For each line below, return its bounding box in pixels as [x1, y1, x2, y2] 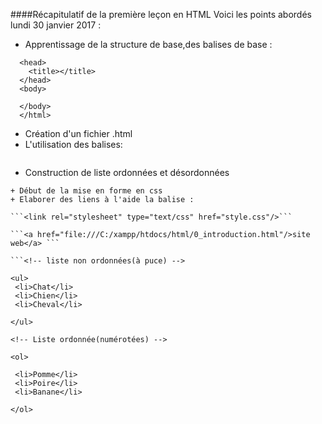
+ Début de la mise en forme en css [10, 186, 163, 196]
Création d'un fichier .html [24, 128, 133, 139]
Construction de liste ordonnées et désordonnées [24, 167, 230, 178]
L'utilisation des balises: [24, 139, 123, 150]
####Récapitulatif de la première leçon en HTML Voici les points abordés [10, 9, 312, 20]
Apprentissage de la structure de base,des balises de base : [24, 39, 273, 50]
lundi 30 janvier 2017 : [10, 19, 102, 31]
